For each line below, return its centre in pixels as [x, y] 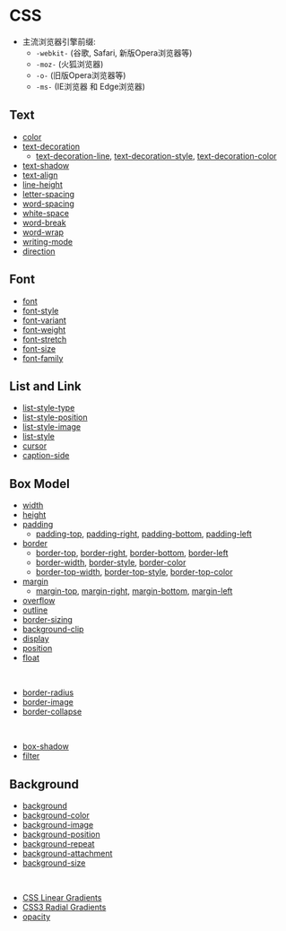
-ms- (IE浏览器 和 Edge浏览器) [91, 86]
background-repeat [58, 844]
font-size [39, 348]
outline [35, 610]
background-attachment [67, 853]
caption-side [46, 456]
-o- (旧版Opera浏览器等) [81, 75]
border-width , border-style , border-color [111, 562]
